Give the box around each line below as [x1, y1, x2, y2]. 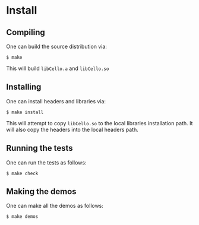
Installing [6, 82, 42, 92]
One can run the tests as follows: [6, 159, 87, 166]
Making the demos [6, 186, 77, 197]
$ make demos [6, 214, 39, 220]
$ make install [6, 109, 44, 115]
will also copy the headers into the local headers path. [6, 126, 138, 133]
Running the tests [6, 143, 73, 153]
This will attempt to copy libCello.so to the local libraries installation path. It [6, 119, 193, 126]
